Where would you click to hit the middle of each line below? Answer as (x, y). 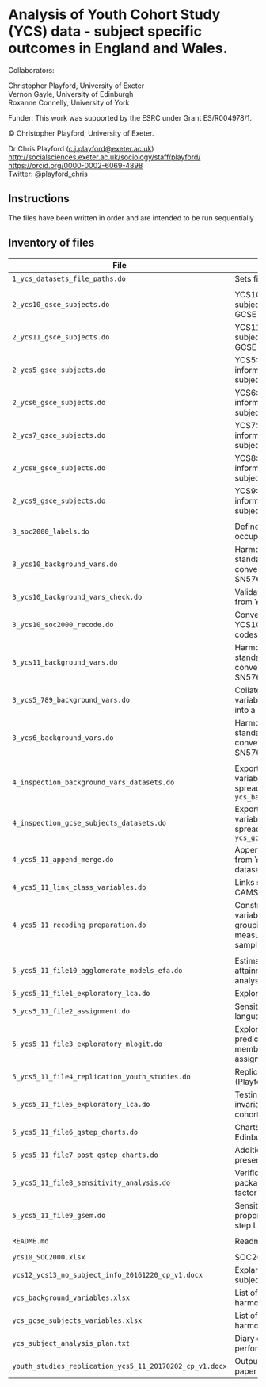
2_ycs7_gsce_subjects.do (59, 435)
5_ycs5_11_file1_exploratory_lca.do (81, 993)
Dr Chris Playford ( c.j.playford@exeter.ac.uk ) (81, 148)
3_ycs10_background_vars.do (65, 564)
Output (248, 1361)
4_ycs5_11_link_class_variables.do (79, 887)
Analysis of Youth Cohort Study (114, 15)
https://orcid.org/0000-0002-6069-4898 (76, 165)
